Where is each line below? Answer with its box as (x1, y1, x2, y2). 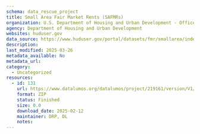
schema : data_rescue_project (6, 8, 79, 15)
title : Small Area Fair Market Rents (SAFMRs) (6, 14, 124, 20)
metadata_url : (6, 58, 42, 64)
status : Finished (17, 97, 60, 103)
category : (6, 63, 31, 70)
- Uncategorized (11, 69, 52, 75)
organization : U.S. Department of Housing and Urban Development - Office (6, 20, 196, 25)
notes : (17, 119, 33, 125)
